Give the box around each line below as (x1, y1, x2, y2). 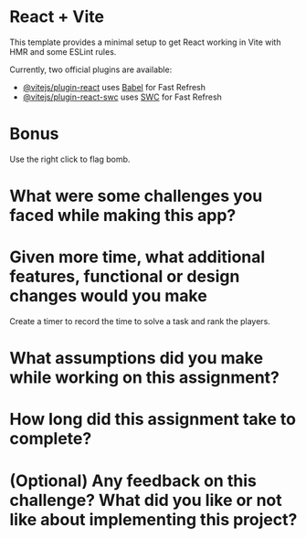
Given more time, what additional (9, 247, 266, 268)
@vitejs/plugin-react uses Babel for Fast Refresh (22, 81, 206, 92)
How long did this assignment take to (9, 409, 297, 430)
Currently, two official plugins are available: (9, 64, 173, 75)
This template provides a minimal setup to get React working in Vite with (9, 37, 281, 47)
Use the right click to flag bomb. (9, 153, 131, 164)
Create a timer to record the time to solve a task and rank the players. (9, 316, 271, 326)
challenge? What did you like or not (9, 490, 283, 511)
